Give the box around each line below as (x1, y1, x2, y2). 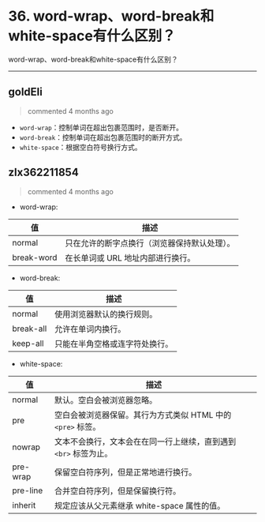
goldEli (8, 85, 43, 99)
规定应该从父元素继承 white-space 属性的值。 (54, 500, 226, 511)
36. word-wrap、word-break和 (8, 7, 215, 25)
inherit (12, 499, 36, 510)
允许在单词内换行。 (54, 323, 126, 334)
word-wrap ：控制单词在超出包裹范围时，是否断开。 (19, 122, 184, 132)
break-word (12, 252, 58, 263)
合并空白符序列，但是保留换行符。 (54, 485, 181, 496)
